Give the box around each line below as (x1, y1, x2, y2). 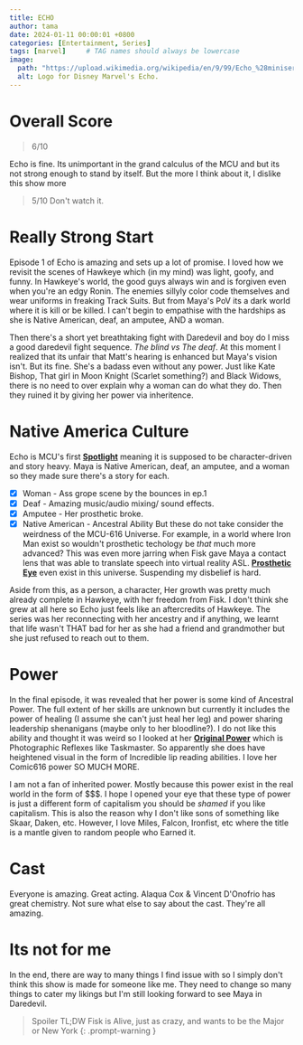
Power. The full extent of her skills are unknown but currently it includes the (9, 703, 290, 714)
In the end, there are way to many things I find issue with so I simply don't (9, 969, 283, 980)
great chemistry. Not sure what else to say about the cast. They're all (9, 898, 266, 908)
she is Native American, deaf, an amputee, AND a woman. (9, 314, 225, 325)
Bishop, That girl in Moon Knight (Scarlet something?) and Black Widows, (9, 370, 281, 381)
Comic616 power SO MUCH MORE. (9, 761, 140, 772)
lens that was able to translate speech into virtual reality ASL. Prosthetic (22, 557, 291, 568)
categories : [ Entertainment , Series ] (9, 38, 151, 48)
